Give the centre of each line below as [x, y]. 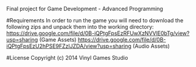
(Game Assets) [58, 40]
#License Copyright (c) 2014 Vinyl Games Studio [67, 58]
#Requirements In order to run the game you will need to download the [95, 20]
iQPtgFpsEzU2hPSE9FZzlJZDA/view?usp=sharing [69, 46]
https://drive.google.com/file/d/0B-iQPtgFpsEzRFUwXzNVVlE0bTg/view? [98, 33]
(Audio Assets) [152, 46]
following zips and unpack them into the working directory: [80, 27]
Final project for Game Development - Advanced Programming [85, 9]
